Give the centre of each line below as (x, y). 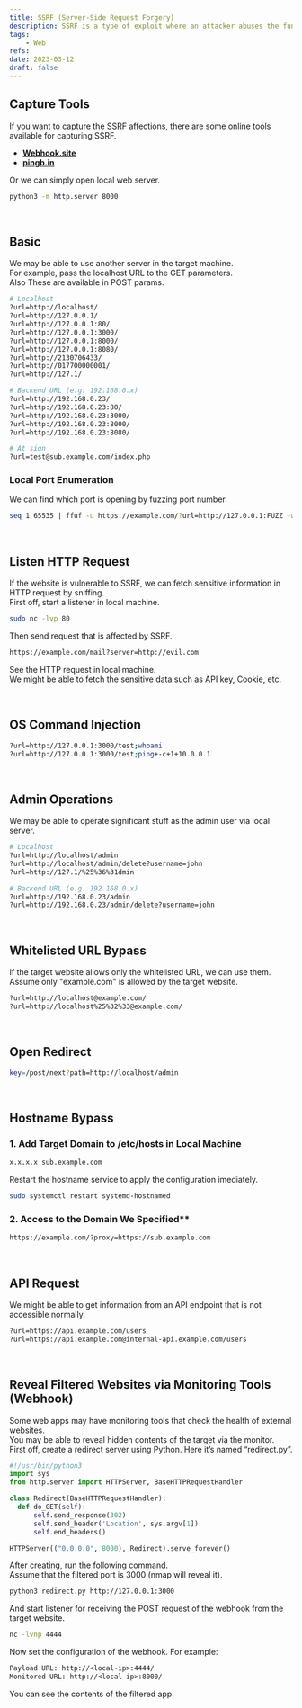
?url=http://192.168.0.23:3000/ (70, 416)
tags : (19, 34)
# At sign (28, 449)
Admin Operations (62, 799)
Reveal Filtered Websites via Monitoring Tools (140, 1385)
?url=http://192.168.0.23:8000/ (70, 424)
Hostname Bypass (62, 1118)
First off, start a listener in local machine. (84, 603)
